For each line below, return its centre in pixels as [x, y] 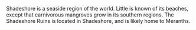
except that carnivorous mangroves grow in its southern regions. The [90, 15]
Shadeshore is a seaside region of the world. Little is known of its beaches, [97, 9]
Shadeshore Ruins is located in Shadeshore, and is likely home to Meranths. [98, 21]
